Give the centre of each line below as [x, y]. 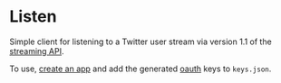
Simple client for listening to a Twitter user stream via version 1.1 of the [140, 41]
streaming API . [37, 51]
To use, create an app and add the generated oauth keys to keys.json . [140, 69]
